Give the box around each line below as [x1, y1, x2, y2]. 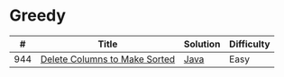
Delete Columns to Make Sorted [40, 53, 176, 65]
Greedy [9, 5, 66, 26]
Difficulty [229, 38, 270, 50]
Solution [183, 38, 221, 50]
